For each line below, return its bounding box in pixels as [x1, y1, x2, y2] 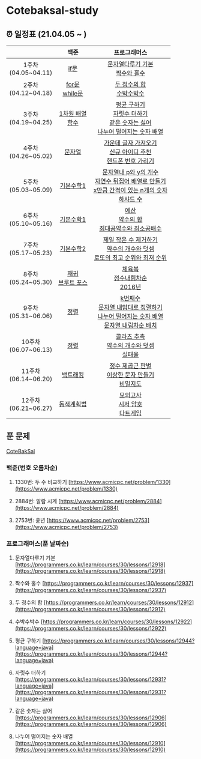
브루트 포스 [58, 279, 88, 286]
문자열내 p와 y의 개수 [102, 168, 159, 176]
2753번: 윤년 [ [14, 517, 49, 524]
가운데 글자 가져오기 [104, 139, 157, 147]
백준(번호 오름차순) [6, 464, 58, 472]
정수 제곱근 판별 [109, 361, 152, 370]
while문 [62, 89, 83, 97]
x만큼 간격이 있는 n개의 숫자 [93, 186, 168, 194]
